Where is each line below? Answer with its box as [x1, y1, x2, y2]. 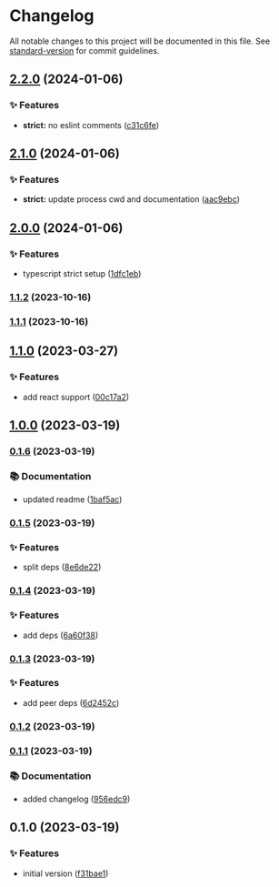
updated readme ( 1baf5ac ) [22, 494, 123, 505]
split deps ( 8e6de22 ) [22, 561, 102, 573]
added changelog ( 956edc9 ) [22, 793, 131, 804]
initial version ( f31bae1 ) [22, 868, 109, 879]
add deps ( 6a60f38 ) [22, 630, 99, 640]
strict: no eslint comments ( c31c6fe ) [22, 119, 160, 130]
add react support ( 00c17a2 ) [22, 391, 130, 402]
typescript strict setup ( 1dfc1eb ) [22, 268, 142, 278]
